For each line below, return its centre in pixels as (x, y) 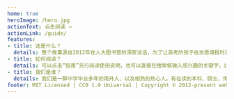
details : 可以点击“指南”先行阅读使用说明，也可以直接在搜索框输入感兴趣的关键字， (119, 66)
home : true (23, 14)
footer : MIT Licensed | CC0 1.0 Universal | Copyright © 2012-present (112, 85)
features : (22, 40)
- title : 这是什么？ (34, 46)
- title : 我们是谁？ (34, 72)
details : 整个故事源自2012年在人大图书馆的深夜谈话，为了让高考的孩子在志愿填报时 (119, 53)
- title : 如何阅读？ (34, 59)
